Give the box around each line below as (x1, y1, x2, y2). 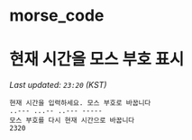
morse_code (9, 5, 105, 26)
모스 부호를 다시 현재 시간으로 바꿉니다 (9, 116, 135, 126)
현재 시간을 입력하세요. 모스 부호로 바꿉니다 (9, 99, 151, 108)
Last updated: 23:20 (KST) (9, 80, 107, 91)
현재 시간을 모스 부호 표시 (9, 49, 185, 70)
